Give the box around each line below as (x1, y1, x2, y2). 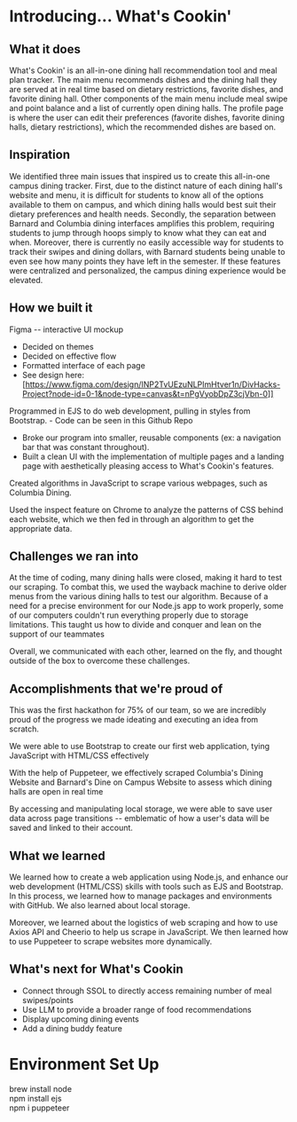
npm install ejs (9, 1093, 62, 1103)
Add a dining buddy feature (21, 1023, 122, 1033)
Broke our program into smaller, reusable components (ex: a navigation (21, 432, 282, 443)
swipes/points (21, 994, 74, 1005)
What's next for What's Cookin (9, 961, 184, 977)
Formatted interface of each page (21, 360, 146, 370)
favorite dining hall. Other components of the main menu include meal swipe (9, 93, 288, 104)
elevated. (9, 274, 43, 285)
